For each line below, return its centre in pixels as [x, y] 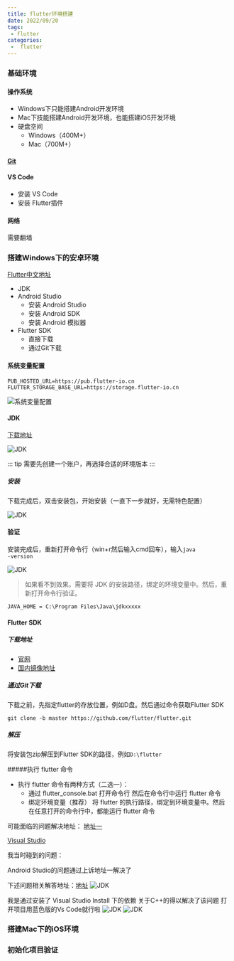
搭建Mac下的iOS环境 [43, 929]
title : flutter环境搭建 [40, 14]
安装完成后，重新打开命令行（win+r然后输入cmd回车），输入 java [102, 549]
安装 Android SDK [54, 314]
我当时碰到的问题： [35, 855]
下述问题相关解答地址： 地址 [48, 885]
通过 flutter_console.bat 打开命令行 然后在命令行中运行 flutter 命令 [124, 793]
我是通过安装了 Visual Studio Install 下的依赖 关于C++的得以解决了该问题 [113, 900]
